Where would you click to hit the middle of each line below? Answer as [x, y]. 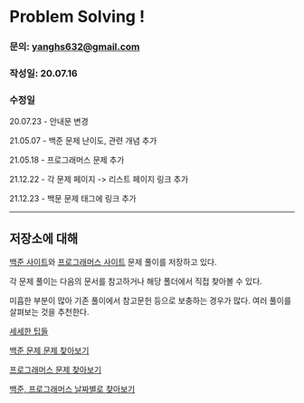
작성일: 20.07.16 [44, 74]
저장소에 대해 [44, 238]
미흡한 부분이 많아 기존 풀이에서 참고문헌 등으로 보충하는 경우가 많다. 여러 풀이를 [151, 300]
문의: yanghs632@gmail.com [75, 47]
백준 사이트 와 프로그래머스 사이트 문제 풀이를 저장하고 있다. [113, 262]
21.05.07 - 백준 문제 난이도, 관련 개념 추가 [83, 141]
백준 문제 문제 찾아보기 [49, 350]
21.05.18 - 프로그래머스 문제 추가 [67, 160]
